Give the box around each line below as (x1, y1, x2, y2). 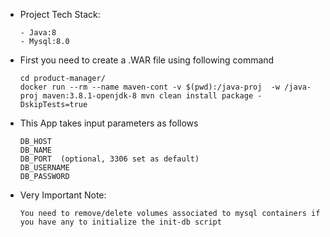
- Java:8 (19, 28, 57, 38)
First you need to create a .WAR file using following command (19, 54, 275, 66)
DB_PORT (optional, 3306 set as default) (19, 154, 200, 164)
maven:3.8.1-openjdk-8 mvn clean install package (42, 91, 254, 101)
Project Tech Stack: (19, 9, 101, 20)
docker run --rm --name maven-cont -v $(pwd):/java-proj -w (19, 82, 281, 92)
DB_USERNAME (19, 163, 70, 173)
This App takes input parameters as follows (19, 117, 199, 129)
